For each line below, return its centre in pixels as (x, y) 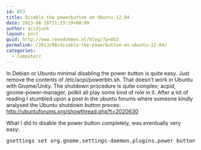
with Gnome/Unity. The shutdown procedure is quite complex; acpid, (91, 86)
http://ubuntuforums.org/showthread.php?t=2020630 (72, 111)
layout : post (22, 34)
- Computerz (27, 56)
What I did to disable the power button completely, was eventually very (94, 123)
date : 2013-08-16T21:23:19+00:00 (48, 23)
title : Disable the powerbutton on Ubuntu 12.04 (68, 17)
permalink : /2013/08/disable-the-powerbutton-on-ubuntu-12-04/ (87, 45)
